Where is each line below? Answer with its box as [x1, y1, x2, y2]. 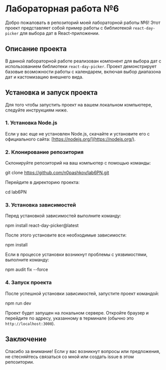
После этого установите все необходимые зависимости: [5, 232, 127, 238]
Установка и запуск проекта [5, 88, 98, 97]
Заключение [5, 335, 47, 343]
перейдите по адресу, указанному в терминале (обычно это [5, 315, 134, 321]
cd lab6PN [5, 189, 27, 195]
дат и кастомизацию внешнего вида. [5, 73, 84, 80]
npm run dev [5, 300, 31, 306]
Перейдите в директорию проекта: [5, 179, 80, 185]
